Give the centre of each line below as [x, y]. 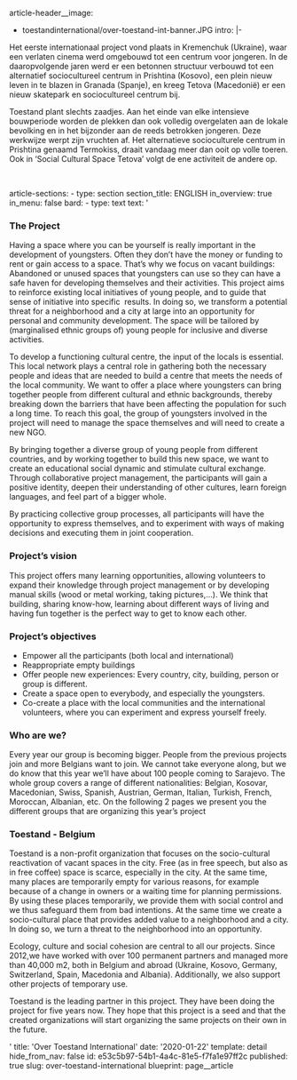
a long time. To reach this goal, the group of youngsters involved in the [138, 413]
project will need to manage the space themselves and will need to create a [147, 423]
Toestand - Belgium [52, 835]
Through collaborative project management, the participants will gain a [138, 478]
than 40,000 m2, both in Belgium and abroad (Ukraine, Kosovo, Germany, [143, 965]
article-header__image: [51, 13]
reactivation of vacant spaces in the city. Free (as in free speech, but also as [148, 863]
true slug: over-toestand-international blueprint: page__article [121, 1066]
